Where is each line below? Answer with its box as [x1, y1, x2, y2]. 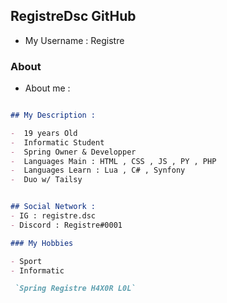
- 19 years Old [10, 128, 78, 138]
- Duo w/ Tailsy [10, 175, 83, 185]
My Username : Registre [24, 34, 125, 46]
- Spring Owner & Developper [10, 147, 137, 157]
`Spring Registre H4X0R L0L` [14, 284, 137, 294]
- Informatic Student [10, 137, 105, 148]
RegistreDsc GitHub [10, 8, 137, 25]
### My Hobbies [10, 238, 74, 248]
